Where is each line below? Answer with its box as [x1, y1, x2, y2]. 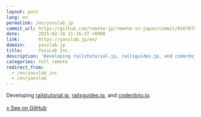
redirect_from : [6, 64, 44, 70]
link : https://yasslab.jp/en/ [6, 36, 98, 42]
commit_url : [6, 25, 36, 32]
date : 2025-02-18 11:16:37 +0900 [6, 31, 106, 37]
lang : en [6, 14, 28, 20]
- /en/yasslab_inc [11, 70, 58, 76]
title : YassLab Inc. [6, 48, 71, 54]
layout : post [6, 8, 39, 15]
